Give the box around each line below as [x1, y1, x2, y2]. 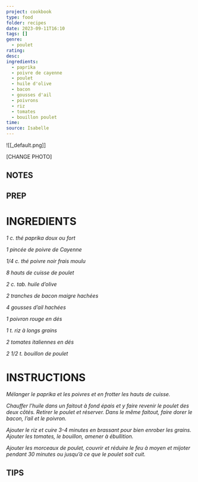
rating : [6, 48, 26, 54]
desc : [6, 53, 20, 59]
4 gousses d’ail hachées [6, 304, 67, 311]
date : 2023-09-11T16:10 [6, 25, 65, 32]
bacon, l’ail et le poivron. [6, 415, 67, 422]
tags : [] [6, 31, 28, 37]
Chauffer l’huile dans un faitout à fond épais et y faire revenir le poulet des [6, 402, 189, 409]
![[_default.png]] [6, 141, 46, 149]
